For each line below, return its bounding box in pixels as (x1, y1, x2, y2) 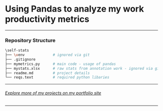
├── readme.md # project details (5, 70, 90, 76)
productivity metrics (5, 14, 90, 25)
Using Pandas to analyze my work (5, 3, 144, 15)
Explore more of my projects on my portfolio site (5, 90, 101, 95)
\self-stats (5, 48, 29, 53)
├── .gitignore (5, 57, 36, 62)
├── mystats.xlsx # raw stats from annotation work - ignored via (5, 66, 153, 71)
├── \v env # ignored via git (5, 52, 90, 58)
